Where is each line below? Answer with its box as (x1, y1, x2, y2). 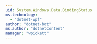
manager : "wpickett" (5, 31, 50, 36)
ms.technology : (5, 12, 38, 17)
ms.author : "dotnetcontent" (5, 26, 65, 31)
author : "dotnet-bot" (5, 21, 52, 27)
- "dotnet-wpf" (10, 17, 42, 22)
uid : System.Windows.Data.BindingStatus (5, 7, 93, 13)
